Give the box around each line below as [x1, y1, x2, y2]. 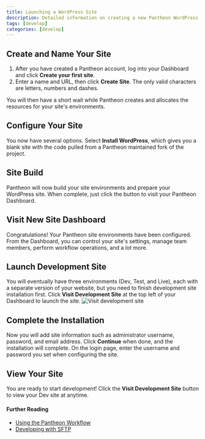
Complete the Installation [6, 315, 105, 325]
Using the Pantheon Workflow [15, 419, 91, 426]
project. [6, 149, 26, 157]
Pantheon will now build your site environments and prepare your [6, 184, 171, 191]
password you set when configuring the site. [6, 351, 119, 358]
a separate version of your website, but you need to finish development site [6, 284, 197, 291]
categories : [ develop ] [6, 26, 64, 32]
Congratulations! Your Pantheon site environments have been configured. [6, 231, 192, 238]
